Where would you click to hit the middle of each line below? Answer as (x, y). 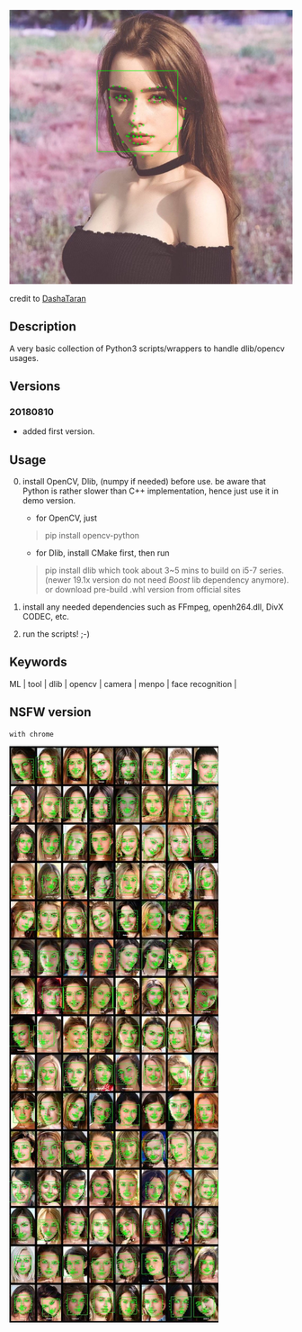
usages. (24, 358)
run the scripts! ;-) (56, 634)
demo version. (49, 501)
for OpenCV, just (66, 518)
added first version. (58, 431)
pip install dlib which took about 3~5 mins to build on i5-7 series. (164, 571)
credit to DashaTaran (48, 298)
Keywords (38, 662)
